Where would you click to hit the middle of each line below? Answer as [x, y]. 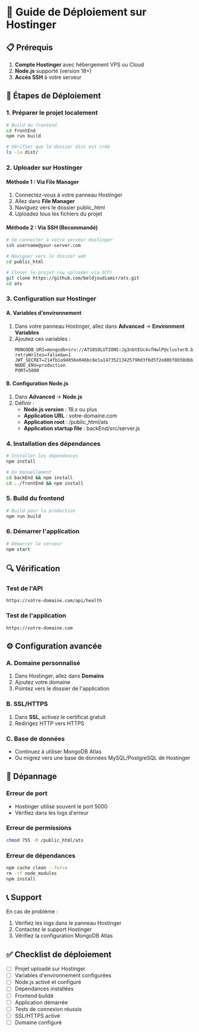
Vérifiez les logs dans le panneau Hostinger [68, 923]
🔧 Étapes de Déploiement [53, 96]
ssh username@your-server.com [44, 246]
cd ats [14, 284]
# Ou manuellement [29, 472]
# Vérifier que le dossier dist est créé [58, 147]
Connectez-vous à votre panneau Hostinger [69, 195]
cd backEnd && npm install [40, 477]
